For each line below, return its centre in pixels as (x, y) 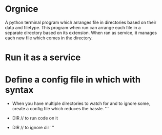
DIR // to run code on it (35, 118)
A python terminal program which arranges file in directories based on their (81, 22)
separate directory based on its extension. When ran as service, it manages (81, 33)
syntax (19, 90)
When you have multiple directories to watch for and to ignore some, (81, 103)
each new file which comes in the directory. (49, 38)
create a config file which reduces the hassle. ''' (61, 109)
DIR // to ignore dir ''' (33, 128)
